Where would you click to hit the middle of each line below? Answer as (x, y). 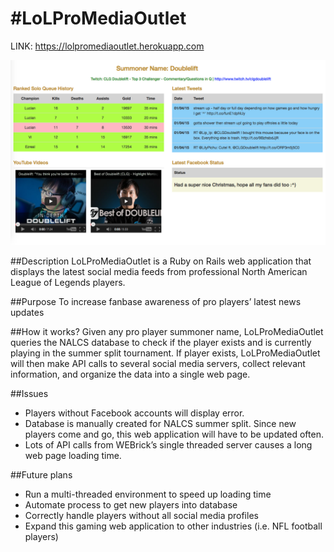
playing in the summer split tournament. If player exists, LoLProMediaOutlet (165, 353)
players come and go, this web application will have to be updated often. (174, 434)
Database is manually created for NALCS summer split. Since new (160, 424)
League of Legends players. (68, 283)
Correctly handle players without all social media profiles (141, 516)
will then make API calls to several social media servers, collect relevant (158, 364)
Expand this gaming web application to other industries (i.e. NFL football (173, 526)
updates (27, 313)
